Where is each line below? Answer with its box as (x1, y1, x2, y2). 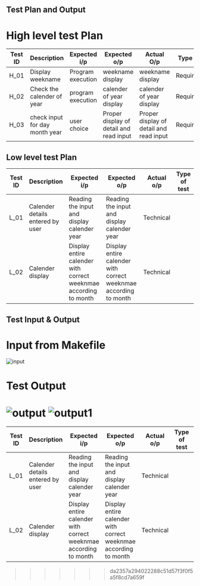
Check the (29, 85, 59, 93)
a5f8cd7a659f (110, 573, 145, 581)
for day (29, 121, 50, 129)
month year (29, 128, 62, 137)
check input (29, 113, 63, 122)
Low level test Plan (6, 152, 77, 162)
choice (69, 125, 89, 133)
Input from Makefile (6, 338, 106, 351)
